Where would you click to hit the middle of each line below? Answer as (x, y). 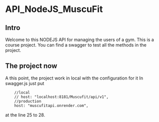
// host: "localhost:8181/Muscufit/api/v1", (61, 97)
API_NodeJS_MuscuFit (54, 9)
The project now (31, 66)
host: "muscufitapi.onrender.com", (51, 105)
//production (28, 101)
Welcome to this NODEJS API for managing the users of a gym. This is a (80, 39)
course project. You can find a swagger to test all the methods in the (76, 45)
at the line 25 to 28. (25, 115)
